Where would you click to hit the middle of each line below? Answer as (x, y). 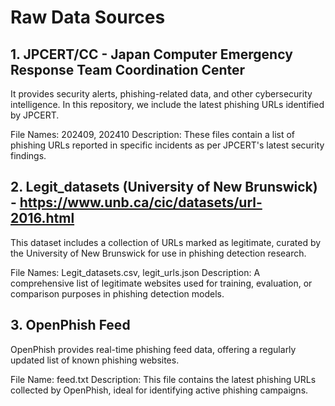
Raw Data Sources (88, 17)
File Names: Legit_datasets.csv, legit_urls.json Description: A (135, 272)
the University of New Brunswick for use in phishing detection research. (158, 253)
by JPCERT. (35, 115)
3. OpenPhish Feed (70, 325)
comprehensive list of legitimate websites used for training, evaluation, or (161, 283)
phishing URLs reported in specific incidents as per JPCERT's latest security (167, 145)
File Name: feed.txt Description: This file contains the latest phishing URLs (163, 379)
